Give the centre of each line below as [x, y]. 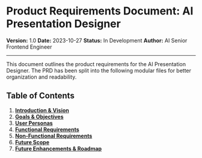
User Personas [34, 123]
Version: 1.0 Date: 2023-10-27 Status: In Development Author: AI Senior [97, 40]
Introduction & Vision [42, 110]
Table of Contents [41, 96]
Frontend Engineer [29, 47]
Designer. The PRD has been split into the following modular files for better [99, 70]
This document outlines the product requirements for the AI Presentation [96, 64]
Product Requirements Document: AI [100, 11]
